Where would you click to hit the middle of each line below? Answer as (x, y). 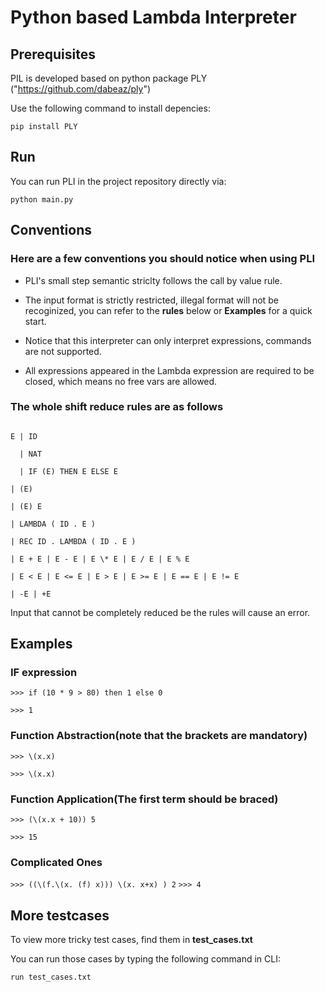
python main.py (42, 199)
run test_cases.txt (51, 977)
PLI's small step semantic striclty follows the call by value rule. (153, 280)
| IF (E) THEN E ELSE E (68, 471)
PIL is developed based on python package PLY (109, 78)
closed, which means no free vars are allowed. (121, 381)
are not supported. (63, 351)
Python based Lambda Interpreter (153, 17)
